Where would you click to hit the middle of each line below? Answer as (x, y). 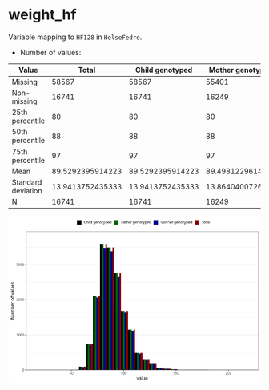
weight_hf (42, 15)
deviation (27, 191)
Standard (27, 182)
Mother (221, 70)
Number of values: (50, 52)
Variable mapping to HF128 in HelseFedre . (75, 37)
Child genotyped (164, 70)
